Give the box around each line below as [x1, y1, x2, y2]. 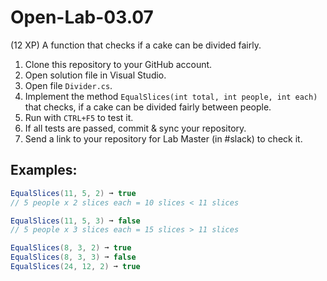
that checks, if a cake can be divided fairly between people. [24, 101, 272, 113]
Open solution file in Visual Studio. [24, 69, 167, 81]
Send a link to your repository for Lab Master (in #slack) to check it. [24, 132, 303, 145]
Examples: [10, 162, 78, 179]
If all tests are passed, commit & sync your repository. [24, 122, 247, 134]
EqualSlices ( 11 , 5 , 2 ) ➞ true [10, 188, 137, 198]
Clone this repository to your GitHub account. [24, 58, 213, 70]
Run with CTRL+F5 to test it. [24, 111, 134, 123]
